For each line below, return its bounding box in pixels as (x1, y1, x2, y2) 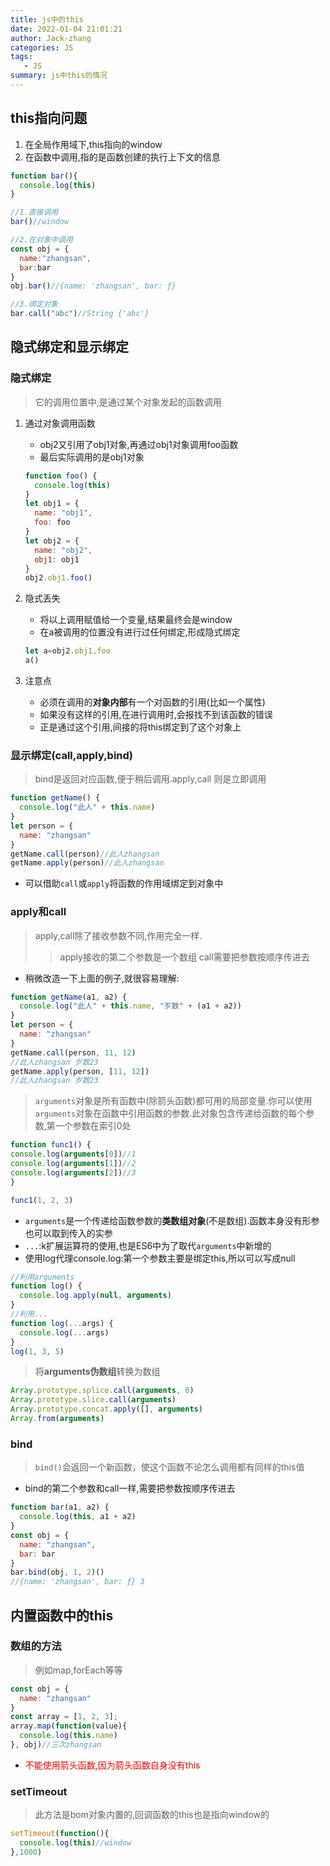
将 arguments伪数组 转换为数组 (34, 1366, 161, 1378)
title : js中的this (10, 14, 84, 25)
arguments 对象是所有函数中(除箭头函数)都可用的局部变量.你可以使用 (34, 1095, 313, 1107)
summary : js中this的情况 (10, 71, 108, 81)
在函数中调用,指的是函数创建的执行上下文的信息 (24, 151, 221, 163)
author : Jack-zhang (10, 33, 92, 43)
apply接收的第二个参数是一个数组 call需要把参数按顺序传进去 (59, 951, 310, 963)
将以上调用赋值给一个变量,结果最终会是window (39, 614, 233, 626)
